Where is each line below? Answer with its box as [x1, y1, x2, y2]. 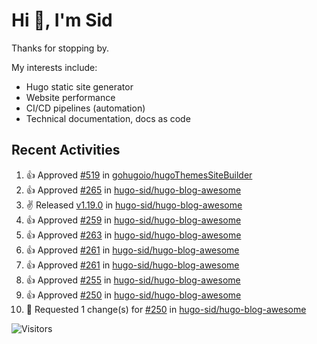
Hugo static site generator [25, 80, 134, 93]
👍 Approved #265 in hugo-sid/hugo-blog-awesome [25, 184, 242, 196]
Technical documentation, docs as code [25, 112, 191, 124]
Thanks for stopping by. [11, 42, 109, 54]
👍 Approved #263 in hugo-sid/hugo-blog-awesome [25, 229, 242, 241]
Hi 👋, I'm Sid [11, 9, 113, 32]
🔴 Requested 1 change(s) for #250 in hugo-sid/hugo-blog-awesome [25, 303, 307, 315]
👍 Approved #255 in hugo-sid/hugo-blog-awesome [25, 274, 241, 286]
